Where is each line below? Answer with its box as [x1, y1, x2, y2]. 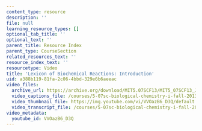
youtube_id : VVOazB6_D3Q [11, 115, 74, 121]
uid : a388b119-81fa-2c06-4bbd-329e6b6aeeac [6, 76, 117, 82]
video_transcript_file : [11, 104, 71, 110]
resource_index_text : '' [6, 59, 69, 65]
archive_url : [11, 88, 44, 94]
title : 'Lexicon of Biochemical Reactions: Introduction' [6, 71, 155, 77]
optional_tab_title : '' [6, 31, 66, 37]
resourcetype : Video [6, 65, 58, 71]
